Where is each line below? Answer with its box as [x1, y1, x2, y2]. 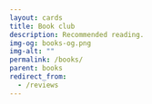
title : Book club [9, 22, 76, 31]
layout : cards [9, 13, 64, 23]
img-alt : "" [9, 47, 55, 56]
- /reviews [17, 80, 59, 90]
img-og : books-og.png [9, 38, 92, 48]
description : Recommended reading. [9, 30, 145, 39]
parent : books [9, 64, 64, 73]
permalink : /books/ [9, 55, 84, 64]
